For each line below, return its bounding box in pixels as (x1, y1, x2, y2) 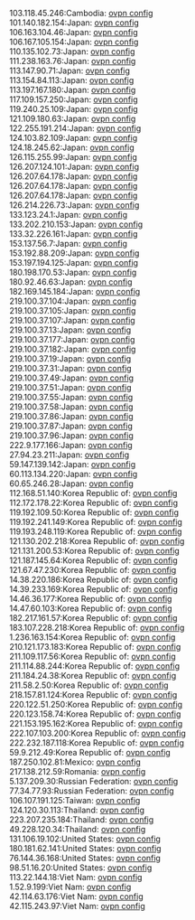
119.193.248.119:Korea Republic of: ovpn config (9, 526, 182, 537)
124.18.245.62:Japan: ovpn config (9, 142, 135, 153)
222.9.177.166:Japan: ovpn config (9, 440, 133, 450)
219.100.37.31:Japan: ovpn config (9, 363, 133, 373)
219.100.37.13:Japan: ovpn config (9, 324, 132, 335)
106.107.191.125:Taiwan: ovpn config (9, 795, 141, 805)
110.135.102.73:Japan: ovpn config (9, 46, 135, 57)
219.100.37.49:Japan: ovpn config (9, 372, 134, 383)
